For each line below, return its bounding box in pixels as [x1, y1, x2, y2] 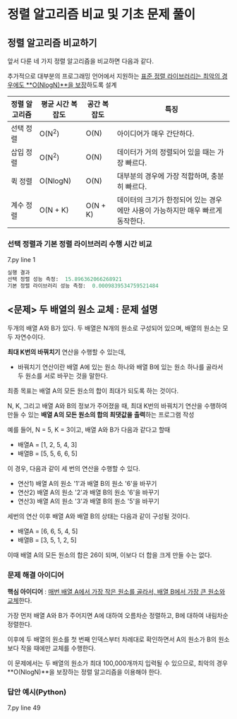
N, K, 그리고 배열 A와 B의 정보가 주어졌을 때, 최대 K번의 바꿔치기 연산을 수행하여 [7, 401, 227, 410]
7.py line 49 [7, 703, 41, 712]
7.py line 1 [7, 256, 36, 264]
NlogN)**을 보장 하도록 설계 [39, 81, 117, 89]
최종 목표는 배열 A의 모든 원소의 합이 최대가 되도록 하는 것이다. [7, 386, 178, 395]
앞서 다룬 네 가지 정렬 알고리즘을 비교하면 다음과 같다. [7, 57, 154, 65]
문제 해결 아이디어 [7, 570, 65, 580]
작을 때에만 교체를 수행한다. [20, 644, 97, 653]
